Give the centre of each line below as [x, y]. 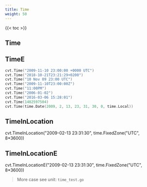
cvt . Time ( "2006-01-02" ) [29, 93]
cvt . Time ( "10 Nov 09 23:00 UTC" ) [39, 79]
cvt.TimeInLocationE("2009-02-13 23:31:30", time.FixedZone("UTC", [73, 165]
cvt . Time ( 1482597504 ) [27, 102]
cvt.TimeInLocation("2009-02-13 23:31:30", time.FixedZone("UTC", [72, 133]
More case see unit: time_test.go [50, 180]
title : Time [17, 9]
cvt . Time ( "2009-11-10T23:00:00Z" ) [40, 84]
